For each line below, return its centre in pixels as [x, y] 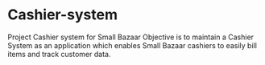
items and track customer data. [59, 54]
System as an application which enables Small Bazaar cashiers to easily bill [132, 45]
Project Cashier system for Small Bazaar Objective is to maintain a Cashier [131, 37]
